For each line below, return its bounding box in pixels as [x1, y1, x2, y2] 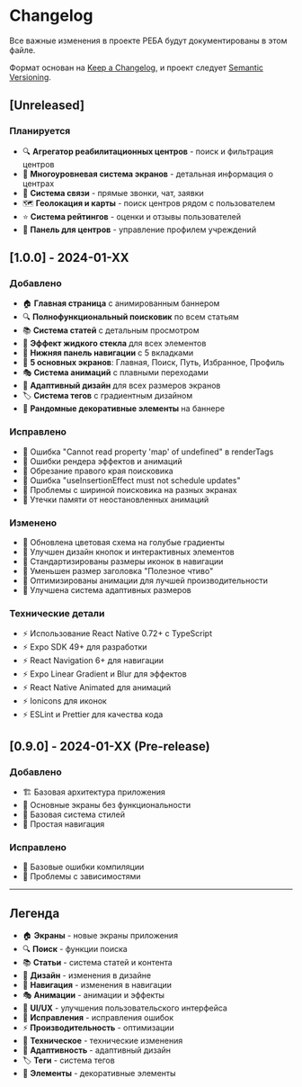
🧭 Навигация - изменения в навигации [22, 980, 173, 990]
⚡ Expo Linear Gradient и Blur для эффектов [22, 669, 187, 679]
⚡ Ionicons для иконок [22, 696, 108, 706]
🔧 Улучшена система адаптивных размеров [22, 584, 191, 595]
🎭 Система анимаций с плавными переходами [22, 367, 209, 378]
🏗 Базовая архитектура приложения [22, 786, 166, 797]
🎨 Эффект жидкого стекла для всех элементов [22, 338, 207, 349]
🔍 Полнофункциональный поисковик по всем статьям [22, 311, 240, 322]
